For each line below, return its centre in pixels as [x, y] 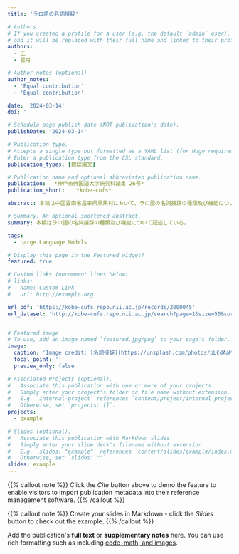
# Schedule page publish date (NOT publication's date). [94, 125]
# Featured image [33, 333]
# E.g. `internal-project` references [68, 399]
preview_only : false [44, 366]
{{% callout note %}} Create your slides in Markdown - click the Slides [110, 514]
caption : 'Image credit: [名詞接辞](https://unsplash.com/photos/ [112, 353]
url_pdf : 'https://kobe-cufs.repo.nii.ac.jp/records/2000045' [101, 307]
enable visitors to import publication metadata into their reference [103, 492]
